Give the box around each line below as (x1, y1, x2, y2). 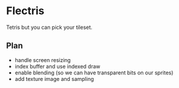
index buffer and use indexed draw (14, 63, 101, 70)
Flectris (6, 4, 45, 18)
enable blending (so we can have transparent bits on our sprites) (14, 69, 174, 76)
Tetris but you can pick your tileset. (6, 24, 93, 31)
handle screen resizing (14, 56, 71, 63)
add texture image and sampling (14, 75, 94, 82)
